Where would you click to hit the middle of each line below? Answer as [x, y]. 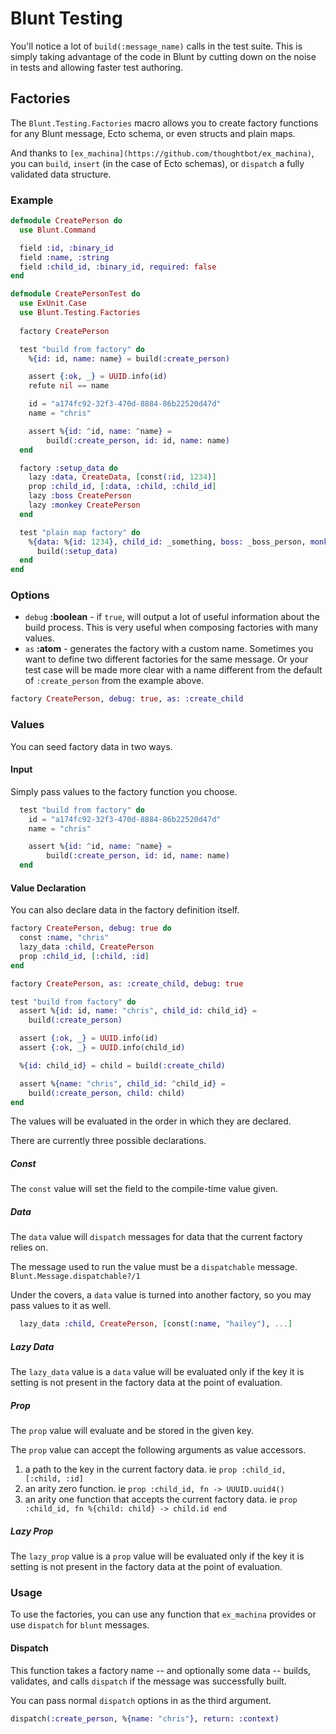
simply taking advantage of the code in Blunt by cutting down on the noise [163, 56]
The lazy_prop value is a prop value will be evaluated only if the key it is [157, 1556]
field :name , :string [64, 257]
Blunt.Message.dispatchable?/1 [75, 1277]
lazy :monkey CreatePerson [84, 505]
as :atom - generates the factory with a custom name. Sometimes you [169, 649]
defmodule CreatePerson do [66, 221]
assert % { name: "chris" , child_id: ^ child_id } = [122, 1083]
